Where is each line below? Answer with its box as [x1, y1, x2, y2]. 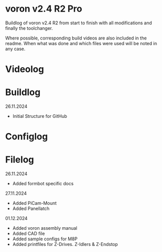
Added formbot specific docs [12, 181, 74, 187]
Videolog [5, 64, 44, 75]
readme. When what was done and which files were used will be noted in [5, 40, 157, 46]
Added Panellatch [12, 205, 49, 212]
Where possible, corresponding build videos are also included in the [5, 35, 147, 41]
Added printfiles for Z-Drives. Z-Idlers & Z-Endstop [12, 241, 118, 247]
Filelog [5, 154, 34, 165]
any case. [5, 46, 26, 52]
